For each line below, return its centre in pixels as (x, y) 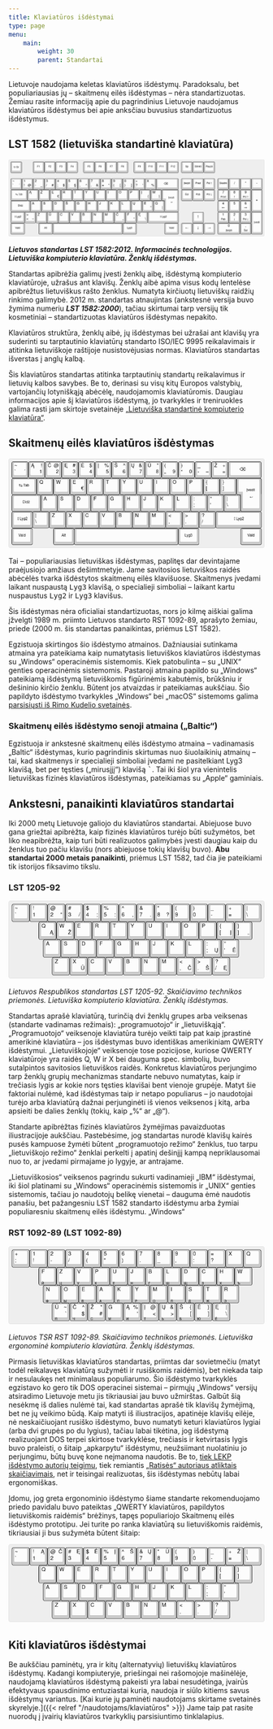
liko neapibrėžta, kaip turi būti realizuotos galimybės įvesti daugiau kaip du (133, 840)
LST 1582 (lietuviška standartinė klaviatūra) (121, 144)
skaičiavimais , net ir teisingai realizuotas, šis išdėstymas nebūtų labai (124, 1474)
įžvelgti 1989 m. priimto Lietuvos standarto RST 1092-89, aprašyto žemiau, (133, 620)
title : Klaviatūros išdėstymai (61, 17)
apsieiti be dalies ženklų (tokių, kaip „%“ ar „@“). (89, 1111)
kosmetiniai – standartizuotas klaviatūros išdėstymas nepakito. (113, 316)
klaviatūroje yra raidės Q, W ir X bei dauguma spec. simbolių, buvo (119, 1059)
